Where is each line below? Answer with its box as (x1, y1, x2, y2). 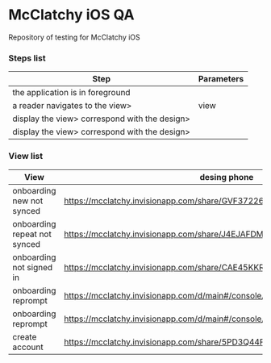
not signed (12, 261, 53, 273)
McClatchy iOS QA (8, 6, 135, 24)
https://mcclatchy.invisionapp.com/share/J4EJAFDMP (64, 228, 269, 240)
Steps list (8, 52, 46, 64)
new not (12, 195, 44, 207)
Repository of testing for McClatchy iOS (8, 32, 141, 42)
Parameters (198, 73, 244, 85)
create (12, 331, 37, 342)
